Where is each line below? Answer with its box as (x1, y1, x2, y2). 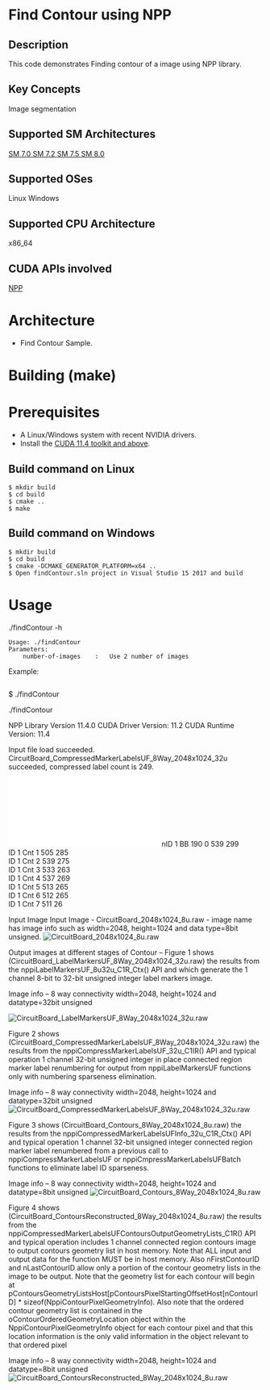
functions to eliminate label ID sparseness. (8, 1162, 149, 1172)
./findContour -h (8, 622, 63, 632)
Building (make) (8, 366, 117, 385)
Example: (8, 666, 39, 676)
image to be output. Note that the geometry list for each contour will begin (8, 1271, 255, 1281)
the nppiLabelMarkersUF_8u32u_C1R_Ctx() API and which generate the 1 (8, 965, 248, 974)
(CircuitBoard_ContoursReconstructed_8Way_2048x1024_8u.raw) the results (8, 1211, 262, 1220)
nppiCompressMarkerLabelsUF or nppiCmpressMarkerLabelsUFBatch (8, 1154, 242, 1164)
